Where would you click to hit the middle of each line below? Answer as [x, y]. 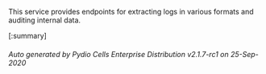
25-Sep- [245, 54]
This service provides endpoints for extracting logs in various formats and [131, 12]
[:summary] [27, 36]
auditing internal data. [45, 20]
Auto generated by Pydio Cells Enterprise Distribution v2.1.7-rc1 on [119, 54]
